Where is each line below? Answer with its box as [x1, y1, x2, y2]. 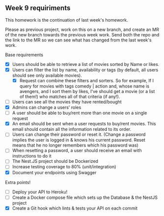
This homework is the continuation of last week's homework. [5, 17, 128, 23]
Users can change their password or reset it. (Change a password [12, 131, 146, 137]
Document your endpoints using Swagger [12, 169, 97, 175]
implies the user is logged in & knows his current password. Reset [12, 137, 146, 143]
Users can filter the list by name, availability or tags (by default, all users [12, 66, 159, 73]
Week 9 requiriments [5, 4, 71, 12]
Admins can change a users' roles [12, 104, 82, 110]
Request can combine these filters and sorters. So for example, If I [19, 77, 154, 83]
